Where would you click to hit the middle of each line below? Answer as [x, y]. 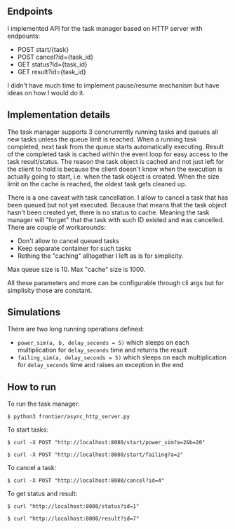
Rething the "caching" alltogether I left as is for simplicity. [100, 256]
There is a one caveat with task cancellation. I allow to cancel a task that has [118, 197]
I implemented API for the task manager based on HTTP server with [105, 28]
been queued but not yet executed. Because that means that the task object [117, 205]
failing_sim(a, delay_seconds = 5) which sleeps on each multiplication [122, 357]
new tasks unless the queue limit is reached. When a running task [102, 139]
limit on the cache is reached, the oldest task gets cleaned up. [97, 184]
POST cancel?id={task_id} [55, 57]
